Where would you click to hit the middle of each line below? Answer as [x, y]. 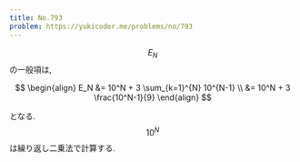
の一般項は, [31, 70]
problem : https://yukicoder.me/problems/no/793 [101, 26]
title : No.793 [36, 18]
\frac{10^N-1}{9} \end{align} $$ [153, 97]
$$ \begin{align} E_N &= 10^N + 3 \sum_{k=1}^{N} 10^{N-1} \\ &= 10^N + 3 [153, 88]
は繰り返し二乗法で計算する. [63, 147]
